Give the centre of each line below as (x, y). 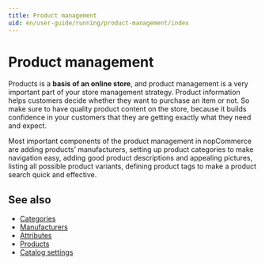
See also (30, 200)
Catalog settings (46, 252)
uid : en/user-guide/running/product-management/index (99, 23)
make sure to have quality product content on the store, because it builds (127, 109)
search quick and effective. (53, 175)
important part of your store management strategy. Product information (124, 93)
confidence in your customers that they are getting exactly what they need (130, 117)
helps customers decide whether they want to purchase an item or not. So (129, 100)
